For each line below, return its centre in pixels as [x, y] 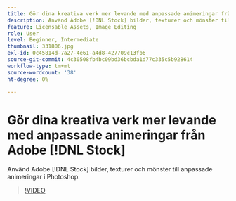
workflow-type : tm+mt [39, 66]
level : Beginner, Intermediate [53, 40]
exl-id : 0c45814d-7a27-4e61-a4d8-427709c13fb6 [77, 53]
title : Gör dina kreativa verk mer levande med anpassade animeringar [113, 14]
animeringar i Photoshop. [44, 177]
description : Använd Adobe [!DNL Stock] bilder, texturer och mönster [113, 20]
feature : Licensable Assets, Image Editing [72, 27]
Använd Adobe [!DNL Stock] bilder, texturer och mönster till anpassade [110, 169]
